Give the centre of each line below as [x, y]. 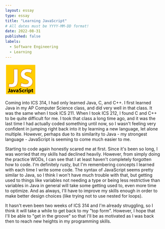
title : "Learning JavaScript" [36, 21]
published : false [23, 36]
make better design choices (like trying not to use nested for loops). [74, 196]
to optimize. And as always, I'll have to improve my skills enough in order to [81, 191]
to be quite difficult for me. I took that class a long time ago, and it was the [81, 118]
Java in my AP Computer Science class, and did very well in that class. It [79, 108]
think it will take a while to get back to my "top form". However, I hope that [80, 211]
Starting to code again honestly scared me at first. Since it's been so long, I [81, 149]
